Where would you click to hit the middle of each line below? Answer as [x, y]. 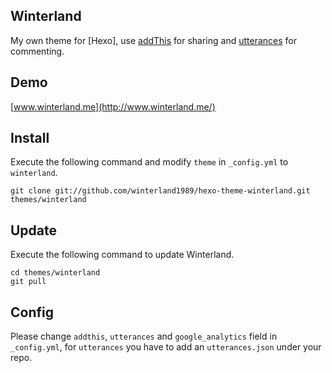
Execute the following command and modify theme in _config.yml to [149, 162]
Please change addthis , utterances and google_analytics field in [144, 336]
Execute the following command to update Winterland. [122, 255]
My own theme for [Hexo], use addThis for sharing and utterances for [153, 40]
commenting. [37, 51]
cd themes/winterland [55, 273]
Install [30, 138]
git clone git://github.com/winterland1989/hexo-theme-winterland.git [160, 191]
